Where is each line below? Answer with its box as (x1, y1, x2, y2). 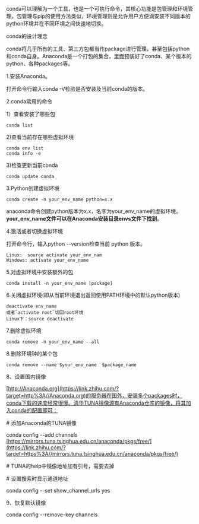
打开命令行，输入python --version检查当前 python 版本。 (6, 240, 146, 247)
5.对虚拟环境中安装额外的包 (6, 269, 73, 275)
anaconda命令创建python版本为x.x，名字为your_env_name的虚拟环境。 (6, 208, 181, 215)
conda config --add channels (6, 431, 78, 438)
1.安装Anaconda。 (6, 73, 50, 80)
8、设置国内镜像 (6, 373, 46, 380)
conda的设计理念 (6, 33, 48, 40)
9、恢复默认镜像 (6, 499, 46, 506)
